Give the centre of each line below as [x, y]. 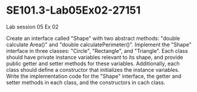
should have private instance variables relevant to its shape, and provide [95, 57]
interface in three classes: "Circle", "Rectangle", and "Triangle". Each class [97, 50]
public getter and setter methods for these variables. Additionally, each [93, 64]
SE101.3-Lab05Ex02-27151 [74, 10]
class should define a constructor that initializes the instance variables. [93, 69]
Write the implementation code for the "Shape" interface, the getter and [94, 76]
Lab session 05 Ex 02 [33, 27]
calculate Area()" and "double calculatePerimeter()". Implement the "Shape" [99, 45]
